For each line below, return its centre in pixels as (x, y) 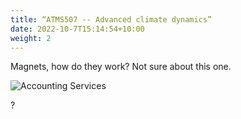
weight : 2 (31, 38)
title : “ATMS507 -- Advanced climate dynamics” (111, 19)
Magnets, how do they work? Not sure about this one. (121, 67)
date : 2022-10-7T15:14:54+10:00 (77, 29)
